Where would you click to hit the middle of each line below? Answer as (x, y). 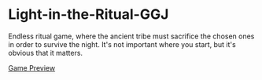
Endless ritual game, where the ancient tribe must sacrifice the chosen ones (131, 36)
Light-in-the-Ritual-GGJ (89, 15)
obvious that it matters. (46, 53)
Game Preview (32, 67)
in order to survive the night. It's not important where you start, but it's (122, 44)
